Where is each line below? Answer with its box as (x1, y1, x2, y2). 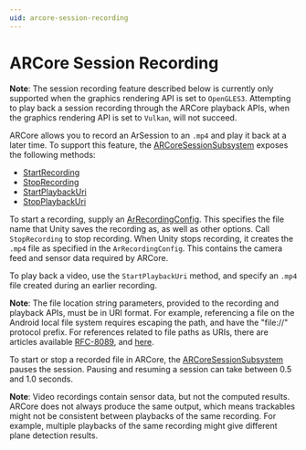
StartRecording (22, 166, 80, 178)
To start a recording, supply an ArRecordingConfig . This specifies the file (9, 214, 285, 225)
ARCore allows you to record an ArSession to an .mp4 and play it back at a (9, 130, 287, 141)
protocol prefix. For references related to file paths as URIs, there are (9, 326, 269, 338)
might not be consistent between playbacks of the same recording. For (9, 410, 277, 421)
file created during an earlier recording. (9, 279, 158, 290)
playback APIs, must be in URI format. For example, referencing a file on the (9, 307, 295, 318)
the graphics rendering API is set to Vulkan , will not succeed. (9, 111, 237, 123)
